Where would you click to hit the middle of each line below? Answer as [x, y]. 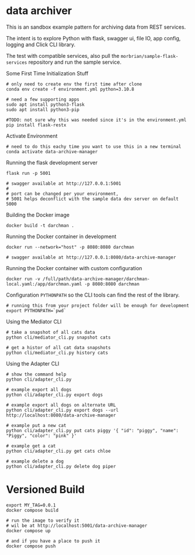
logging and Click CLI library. [41, 44]
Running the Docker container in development [61, 236]
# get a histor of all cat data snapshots [58, 347]
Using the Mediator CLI [34, 321]
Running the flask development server [52, 163]
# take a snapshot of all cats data [51, 332]
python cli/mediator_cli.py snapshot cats [58, 337]
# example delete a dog [35, 461]
